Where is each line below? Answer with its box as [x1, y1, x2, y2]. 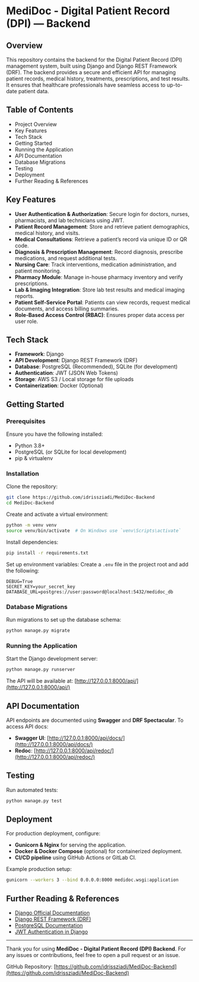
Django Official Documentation [14, 910, 90, 917]
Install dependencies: [6, 538, 59, 546]
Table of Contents [6, 105, 74, 115]
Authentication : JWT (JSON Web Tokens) [14, 369, 118, 376]
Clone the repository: [6, 483, 58, 490]
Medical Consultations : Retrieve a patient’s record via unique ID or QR [14, 236, 188, 243]
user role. [14, 318, 38, 325]
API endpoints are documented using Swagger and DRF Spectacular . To [6, 717, 184, 724]
